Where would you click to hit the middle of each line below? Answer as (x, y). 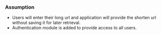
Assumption (20, 7)
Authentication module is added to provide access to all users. (74, 28)
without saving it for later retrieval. (46, 23)
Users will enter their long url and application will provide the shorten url (84, 18)
